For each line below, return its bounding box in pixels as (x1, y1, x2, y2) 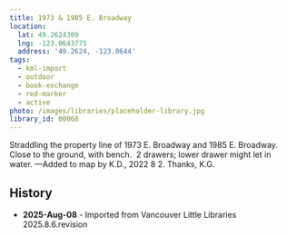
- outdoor (17, 73, 54, 82)
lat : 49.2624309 (17, 30, 79, 39)
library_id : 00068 (9, 114, 79, 123)
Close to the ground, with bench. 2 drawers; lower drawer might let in (9, 149, 272, 160)
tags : (9, 55, 30, 64)
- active (17, 97, 51, 107)
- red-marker (17, 89, 67, 98)
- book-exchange (17, 81, 79, 90)
